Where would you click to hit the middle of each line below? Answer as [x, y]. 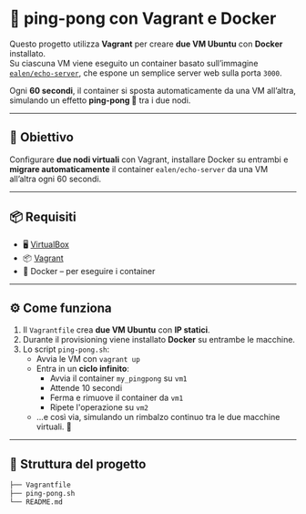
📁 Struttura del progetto [78, 464]
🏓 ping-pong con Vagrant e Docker [143, 19]
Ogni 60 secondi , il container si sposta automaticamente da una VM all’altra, [153, 90]
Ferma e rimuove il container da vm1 [117, 398]
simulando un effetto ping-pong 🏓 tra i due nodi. [100, 100]
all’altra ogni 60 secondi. [56, 179]
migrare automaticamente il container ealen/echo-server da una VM [139, 169]
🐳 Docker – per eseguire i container [89, 271]
